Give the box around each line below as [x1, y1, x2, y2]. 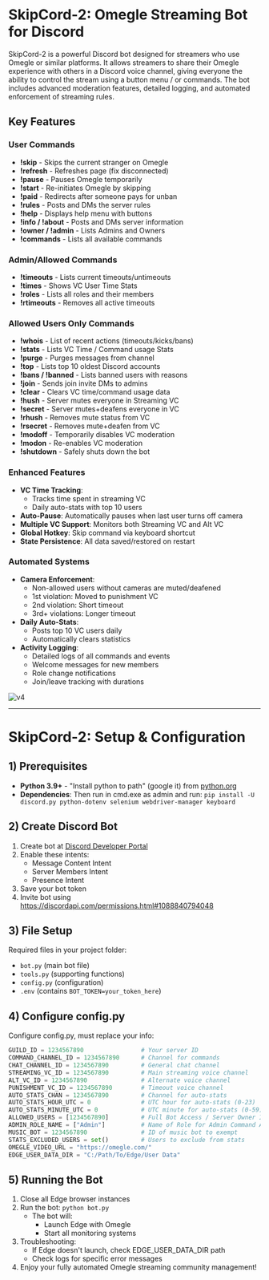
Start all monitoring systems [43, 1229, 137, 1238]
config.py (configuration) [19, 978, 104, 987]
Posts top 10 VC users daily [31, 626, 122, 635]
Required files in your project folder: [8, 945, 127, 955]
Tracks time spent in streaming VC [31, 493, 146, 503]
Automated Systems [8, 556, 90, 567]
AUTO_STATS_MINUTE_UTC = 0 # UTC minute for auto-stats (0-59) [8, 1106, 263, 1114]
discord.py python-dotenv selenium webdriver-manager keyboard [19, 798, 236, 806]
